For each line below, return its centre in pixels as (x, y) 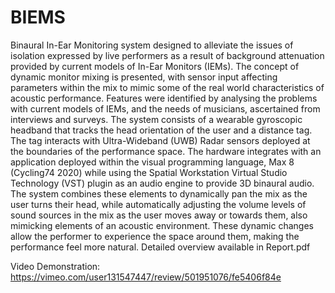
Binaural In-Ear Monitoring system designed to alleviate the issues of (152, 45)
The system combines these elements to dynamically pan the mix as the (159, 193)
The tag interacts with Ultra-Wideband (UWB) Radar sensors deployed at (160, 140)
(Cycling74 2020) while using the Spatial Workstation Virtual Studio (149, 172)
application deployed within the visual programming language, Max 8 (152, 162)
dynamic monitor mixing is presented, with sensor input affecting (144, 77)
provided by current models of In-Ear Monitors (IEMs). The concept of (155, 66)
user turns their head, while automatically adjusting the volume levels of (158, 204)
